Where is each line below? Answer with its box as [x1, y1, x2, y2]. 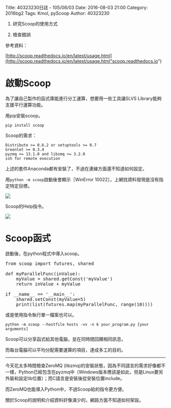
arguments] [5, 326, 28, 331]
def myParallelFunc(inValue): [5, 271, 81, 277]
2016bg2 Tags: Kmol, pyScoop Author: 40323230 [5, 10, 110, 16]
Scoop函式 [5, 233, 51, 244]
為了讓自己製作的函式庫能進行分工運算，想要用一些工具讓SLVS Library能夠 [5, 95, 162, 101]
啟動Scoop [5, 78, 51, 89]
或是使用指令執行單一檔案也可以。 [5, 311, 77, 318]
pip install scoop [5, 123, 44, 128]
